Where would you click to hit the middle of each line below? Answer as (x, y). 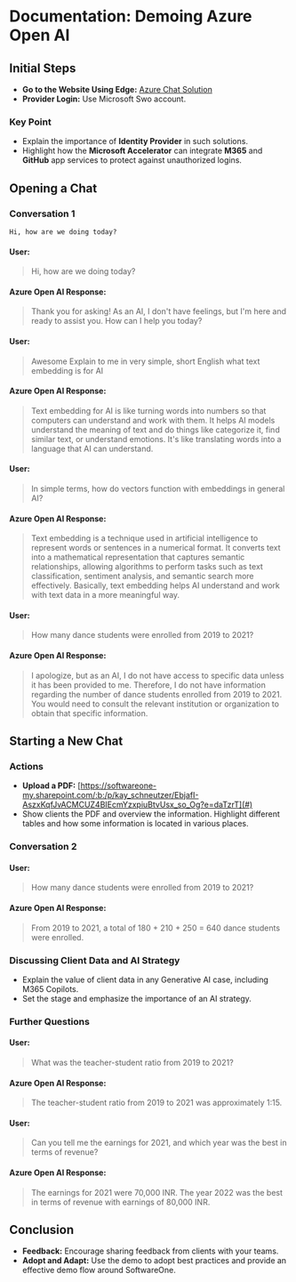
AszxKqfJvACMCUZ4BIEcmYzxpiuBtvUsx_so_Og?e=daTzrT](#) (137, 805)
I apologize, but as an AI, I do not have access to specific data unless (157, 675)
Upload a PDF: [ (52, 786)
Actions (27, 766)
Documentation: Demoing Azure (131, 16)
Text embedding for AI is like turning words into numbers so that (148, 410)
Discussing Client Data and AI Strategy (95, 960)
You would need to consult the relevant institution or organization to (155, 704)
